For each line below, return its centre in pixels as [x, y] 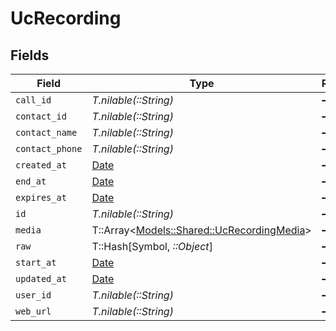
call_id [33, 100]
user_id [33, 295]
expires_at [41, 197]
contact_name [46, 132]
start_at [36, 262]
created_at [41, 165]
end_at [31, 181]
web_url [33, 311]
